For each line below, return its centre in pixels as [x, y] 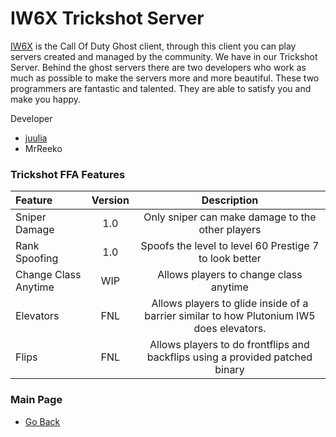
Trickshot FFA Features [68, 174]
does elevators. [230, 329]
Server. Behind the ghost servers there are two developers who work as [158, 67]
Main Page [36, 400]
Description [230, 200]
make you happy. [46, 99]
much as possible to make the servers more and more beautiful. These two [165, 78]
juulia [36, 138]
